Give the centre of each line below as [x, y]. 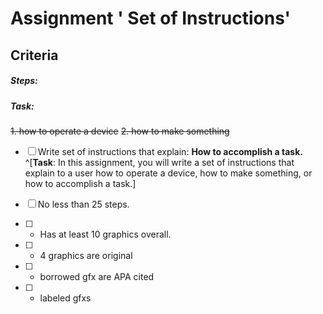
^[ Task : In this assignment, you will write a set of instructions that [159, 162]
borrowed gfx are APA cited [97, 276]
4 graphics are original [86, 255]
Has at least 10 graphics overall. [105, 234]
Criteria [34, 55]
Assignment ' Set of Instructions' [151, 18]
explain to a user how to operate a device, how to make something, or [168, 173]
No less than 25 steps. [83, 204]
